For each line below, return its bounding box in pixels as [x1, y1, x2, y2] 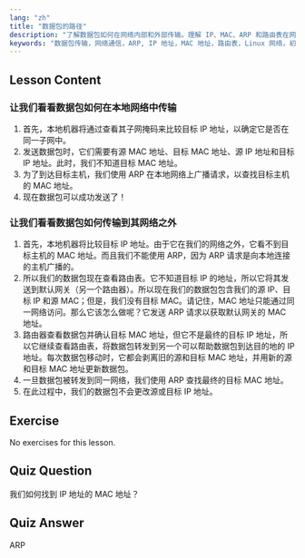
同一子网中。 [22, 134, 71, 145]
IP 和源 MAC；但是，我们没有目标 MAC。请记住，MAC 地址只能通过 [33, 296, 288, 307]
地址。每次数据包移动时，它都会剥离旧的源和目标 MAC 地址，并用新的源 [22, 352, 292, 363]
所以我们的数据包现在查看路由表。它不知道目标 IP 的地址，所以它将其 [22, 273, 281, 284]
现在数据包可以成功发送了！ [22, 191, 127, 202]
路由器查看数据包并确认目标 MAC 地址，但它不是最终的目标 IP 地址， [22, 329, 280, 340]
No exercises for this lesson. [9, 437, 116, 448]
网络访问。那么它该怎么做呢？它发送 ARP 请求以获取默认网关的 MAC [30, 307, 287, 318]
